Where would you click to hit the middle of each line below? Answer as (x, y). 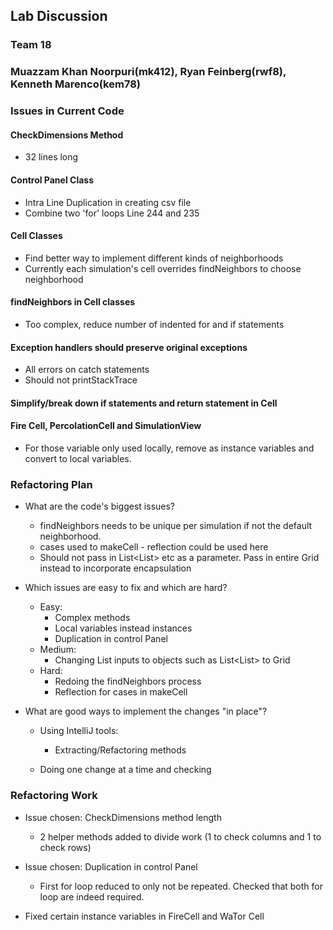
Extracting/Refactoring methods (120, 750)
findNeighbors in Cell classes (73, 302)
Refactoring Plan (51, 484)
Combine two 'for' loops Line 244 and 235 (112, 213)
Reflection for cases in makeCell (121, 692)
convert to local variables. (78, 458)
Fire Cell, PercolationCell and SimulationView (106, 426)
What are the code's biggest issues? (100, 506)
